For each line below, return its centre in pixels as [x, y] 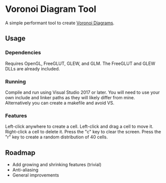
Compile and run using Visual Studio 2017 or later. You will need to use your [83, 92]
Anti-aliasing [25, 170]
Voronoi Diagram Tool [51, 9]
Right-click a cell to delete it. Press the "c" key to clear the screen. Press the [83, 132]
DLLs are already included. [33, 68]
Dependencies [23, 53]
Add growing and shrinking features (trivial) [57, 165]
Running [16, 81]
